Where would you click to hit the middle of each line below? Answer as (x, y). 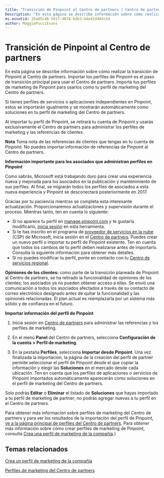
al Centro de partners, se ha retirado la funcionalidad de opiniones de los (79, 278)
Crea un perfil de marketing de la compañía (49, 461)
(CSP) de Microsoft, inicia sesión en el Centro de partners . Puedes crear (85, 237)
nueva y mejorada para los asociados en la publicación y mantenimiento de (81, 181)
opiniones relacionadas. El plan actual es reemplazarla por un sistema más (80, 299)
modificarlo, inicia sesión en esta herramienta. (59, 226)
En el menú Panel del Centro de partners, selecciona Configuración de (84, 338)
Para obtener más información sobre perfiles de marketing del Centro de (78, 413)
